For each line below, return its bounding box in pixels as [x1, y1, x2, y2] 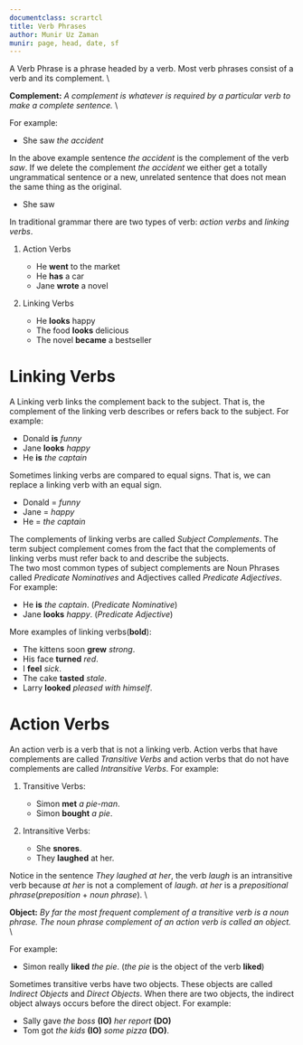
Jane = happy [22, 507, 75, 518]
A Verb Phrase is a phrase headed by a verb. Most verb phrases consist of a [9, 63, 294, 74]
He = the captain [22, 517, 86, 527]
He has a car [35, 271, 84, 281]
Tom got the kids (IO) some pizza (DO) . [22, 1025, 170, 1036]
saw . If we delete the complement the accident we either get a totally [9, 162, 268, 173]
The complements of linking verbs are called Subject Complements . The [9, 534, 279, 545]
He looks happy [35, 316, 96, 327]
